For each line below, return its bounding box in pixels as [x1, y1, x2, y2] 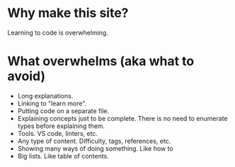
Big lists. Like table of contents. [17, 151, 110, 160]
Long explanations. [17, 91, 74, 100]
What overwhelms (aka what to [7, 53, 195, 69]
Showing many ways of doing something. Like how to [17, 144, 173, 153]
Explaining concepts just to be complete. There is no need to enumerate [17, 114, 228, 122]
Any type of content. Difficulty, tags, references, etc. [17, 137, 171, 145]
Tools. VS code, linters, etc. [17, 129, 98, 137]
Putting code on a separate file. [17, 106, 110, 115]
